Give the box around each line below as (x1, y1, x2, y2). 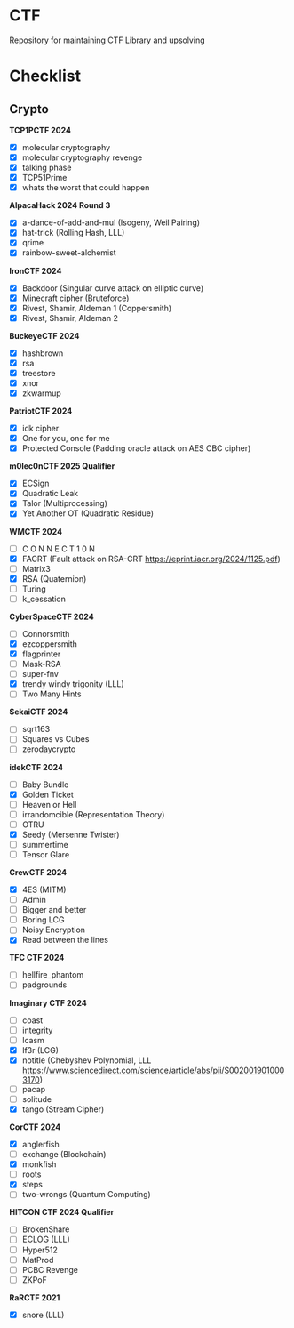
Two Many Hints (21, 688, 82, 699)
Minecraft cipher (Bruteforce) (21, 293, 130, 303)
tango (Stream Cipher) (21, 1104, 105, 1115)
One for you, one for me (21, 433, 111, 444)
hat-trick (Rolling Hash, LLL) (21, 228, 125, 238)
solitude (21, 1093, 52, 1104)
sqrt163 (21, 724, 51, 735)
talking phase (21, 162, 72, 173)
